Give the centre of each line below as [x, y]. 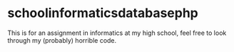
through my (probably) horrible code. [62, 40]
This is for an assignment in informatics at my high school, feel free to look [117, 33]
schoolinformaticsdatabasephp [103, 13]
